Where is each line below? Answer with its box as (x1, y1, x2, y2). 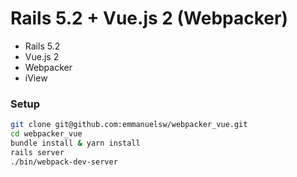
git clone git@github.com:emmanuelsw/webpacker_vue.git (10, 120, 248, 130)
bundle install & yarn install (10, 138, 141, 148)
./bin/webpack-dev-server (10, 157, 118, 167)
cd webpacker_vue (10, 129, 83, 139)
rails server (10, 147, 65, 157)
